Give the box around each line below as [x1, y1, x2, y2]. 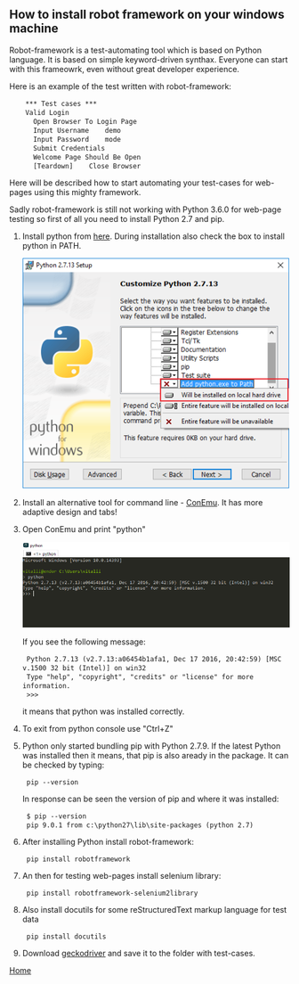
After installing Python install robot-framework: [21, 837, 194, 847]
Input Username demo [32, 126, 122, 135]
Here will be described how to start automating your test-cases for [9, 177, 254, 188]
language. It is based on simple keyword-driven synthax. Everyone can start [9, 53, 288, 65]
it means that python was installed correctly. [21, 706, 185, 717]
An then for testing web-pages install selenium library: [21, 871, 222, 881]
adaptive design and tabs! [21, 507, 117, 518]
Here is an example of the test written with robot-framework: [9, 80, 231, 92]
